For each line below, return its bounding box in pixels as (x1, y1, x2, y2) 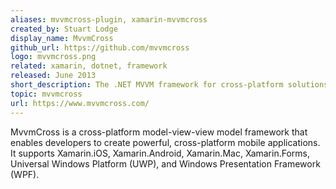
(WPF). (10, 168, 40, 180)
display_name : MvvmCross (10, 33, 114, 43)
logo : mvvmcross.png (10, 52, 97, 62)
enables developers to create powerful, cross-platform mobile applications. (10, 136, 321, 148)
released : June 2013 (10, 71, 97, 81)
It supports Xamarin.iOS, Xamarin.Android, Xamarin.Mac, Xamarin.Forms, (10, 147, 311, 159)
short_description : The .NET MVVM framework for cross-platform (10, 80, 284, 90)
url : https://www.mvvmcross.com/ (10, 98, 150, 108)
